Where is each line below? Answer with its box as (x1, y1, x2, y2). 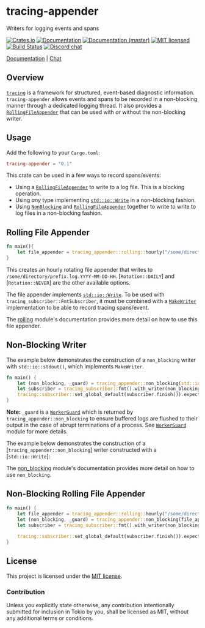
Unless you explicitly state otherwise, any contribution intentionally (6, 602, 174, 609)
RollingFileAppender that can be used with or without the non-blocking (6, 108, 186, 116)
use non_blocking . (6, 471, 52, 479)
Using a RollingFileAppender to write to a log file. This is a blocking (15, 184, 185, 191)
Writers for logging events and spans (6, 24, 99, 32)
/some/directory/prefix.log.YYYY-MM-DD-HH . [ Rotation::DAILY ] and (6, 272, 175, 280)
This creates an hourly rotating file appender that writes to (6, 266, 153, 273)
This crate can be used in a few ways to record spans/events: (6, 171, 162, 179)
